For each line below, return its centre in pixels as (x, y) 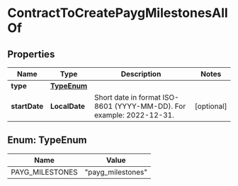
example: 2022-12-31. (135, 115)
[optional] (211, 106)
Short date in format (127, 97)
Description (141, 74)
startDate (27, 106)
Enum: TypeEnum (47, 140)
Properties (31, 54)
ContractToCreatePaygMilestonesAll (118, 13)
